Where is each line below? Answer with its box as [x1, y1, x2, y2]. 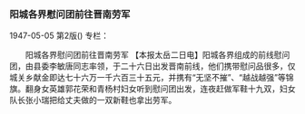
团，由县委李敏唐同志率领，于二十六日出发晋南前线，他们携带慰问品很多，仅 [9, 61, 296, 71]
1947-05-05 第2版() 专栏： [9, 30, 110, 42]
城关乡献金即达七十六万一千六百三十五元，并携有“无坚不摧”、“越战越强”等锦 [9, 72, 294, 83]
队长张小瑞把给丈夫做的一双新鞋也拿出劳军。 [9, 95, 177, 106]
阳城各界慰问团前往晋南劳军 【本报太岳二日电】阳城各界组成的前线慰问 [25, 50, 290, 61]
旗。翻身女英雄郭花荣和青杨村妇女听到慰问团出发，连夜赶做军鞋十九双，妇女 [9, 83, 296, 94]
